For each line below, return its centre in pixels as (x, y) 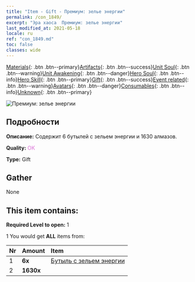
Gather (19, 178)
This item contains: (42, 210)
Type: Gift (18, 159)
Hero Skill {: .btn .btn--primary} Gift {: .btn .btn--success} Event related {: (103, 79)
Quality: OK (21, 148)
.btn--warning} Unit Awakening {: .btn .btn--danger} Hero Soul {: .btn (87, 73)
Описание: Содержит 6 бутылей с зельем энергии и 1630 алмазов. (92, 136)
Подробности (33, 122)
